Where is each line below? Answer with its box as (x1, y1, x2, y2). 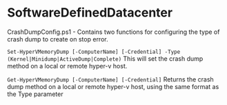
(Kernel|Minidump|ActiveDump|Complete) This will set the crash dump (7, 54, 204, 63)
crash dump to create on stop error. (7, 35, 108, 43)
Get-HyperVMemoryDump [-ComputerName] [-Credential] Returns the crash (7, 75, 214, 84)
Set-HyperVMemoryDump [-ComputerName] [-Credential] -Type (7, 48, 181, 55)
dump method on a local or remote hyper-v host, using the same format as (7, 82, 219, 90)
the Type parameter (7, 90, 63, 98)
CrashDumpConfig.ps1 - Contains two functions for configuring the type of (7, 28, 220, 36)
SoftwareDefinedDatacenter (7, 5, 173, 21)
